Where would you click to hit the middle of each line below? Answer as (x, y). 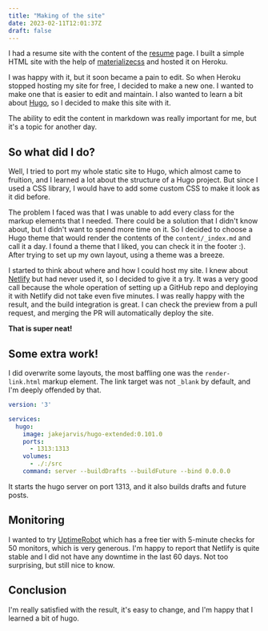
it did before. (29, 197)
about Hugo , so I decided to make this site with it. (90, 103)
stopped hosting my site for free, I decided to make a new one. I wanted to (131, 86)
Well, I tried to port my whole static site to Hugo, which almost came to (125, 171)
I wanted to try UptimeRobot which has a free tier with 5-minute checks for (132, 539)
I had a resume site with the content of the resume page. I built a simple (126, 54)
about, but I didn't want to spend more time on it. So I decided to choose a (131, 230)
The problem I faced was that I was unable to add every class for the (121, 212)
